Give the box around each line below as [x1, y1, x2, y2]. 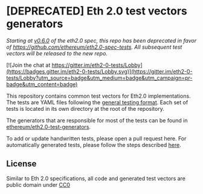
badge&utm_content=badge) [6, 80, 78, 88]
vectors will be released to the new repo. [6, 49, 108, 57]
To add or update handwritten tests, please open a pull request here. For [6, 134, 187, 142]
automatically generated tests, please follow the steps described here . [6, 141, 181, 148]
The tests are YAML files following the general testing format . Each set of [6, 98, 188, 106]
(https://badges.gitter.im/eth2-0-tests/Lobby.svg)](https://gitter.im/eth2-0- [6, 67, 193, 75]
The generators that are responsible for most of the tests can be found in [6, 116, 188, 124]
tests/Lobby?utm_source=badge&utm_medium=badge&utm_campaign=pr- [6, 74, 193, 81]
